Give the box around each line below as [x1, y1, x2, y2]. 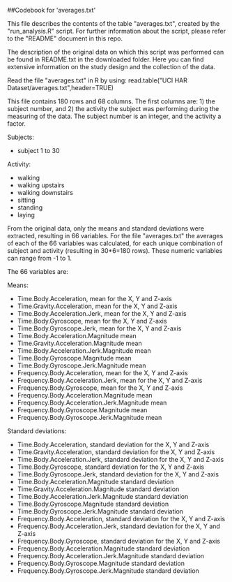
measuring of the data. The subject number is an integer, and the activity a [7, 112, 222, 120]
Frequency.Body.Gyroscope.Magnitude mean [17, 406, 148, 414]
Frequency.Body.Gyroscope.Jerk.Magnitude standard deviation [17, 567, 200, 575]
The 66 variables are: [7, 268, 68, 275]
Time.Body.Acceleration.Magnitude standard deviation [17, 478, 174, 486]
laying [17, 211, 35, 219]
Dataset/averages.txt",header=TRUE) [7, 84, 114, 92]
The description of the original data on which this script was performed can [7, 48, 224, 56]
